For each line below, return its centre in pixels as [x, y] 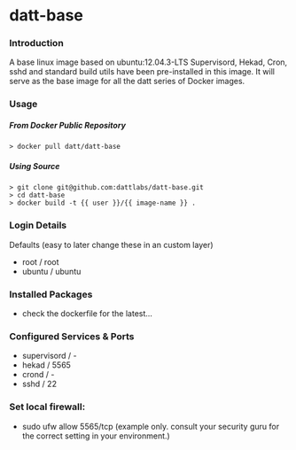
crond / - [38, 375]
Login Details [38, 225]
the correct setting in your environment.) [96, 436]
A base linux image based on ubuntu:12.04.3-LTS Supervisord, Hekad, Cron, [148, 62]
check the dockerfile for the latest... [87, 313]
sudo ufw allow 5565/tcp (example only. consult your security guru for [151, 426]
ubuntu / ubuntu [51, 271]
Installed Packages [51, 294]
